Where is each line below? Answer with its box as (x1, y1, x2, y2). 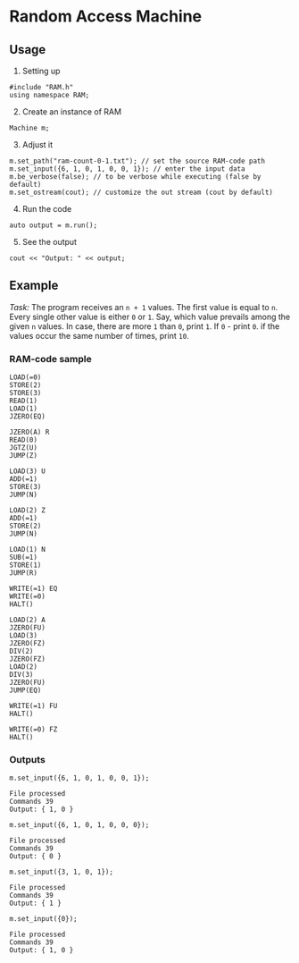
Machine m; (9, 123, 50, 132)
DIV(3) (9, 671, 34, 680)
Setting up (21, 65, 61, 76)
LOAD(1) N (9, 545, 46, 554)
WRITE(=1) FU (9, 702, 58, 711)
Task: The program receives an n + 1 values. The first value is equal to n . (9, 301, 278, 312)
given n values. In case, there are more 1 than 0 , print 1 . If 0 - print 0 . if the (9, 320, 280, 332)
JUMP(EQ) (9, 686, 42, 695)
